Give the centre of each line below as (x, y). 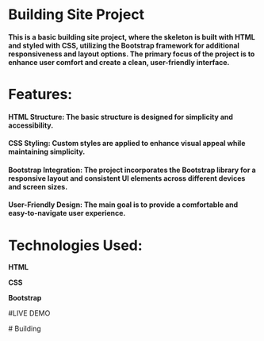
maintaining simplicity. (47, 151)
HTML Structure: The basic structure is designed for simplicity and (121, 117)
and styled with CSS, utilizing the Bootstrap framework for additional (124, 45)
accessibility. (31, 125)
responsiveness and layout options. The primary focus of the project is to (132, 54)
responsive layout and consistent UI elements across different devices (127, 178)
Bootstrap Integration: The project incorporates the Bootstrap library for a (132, 170)
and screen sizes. (38, 186)
